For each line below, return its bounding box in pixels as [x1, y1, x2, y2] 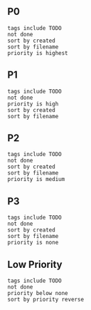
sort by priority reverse [7, 296, 84, 304]
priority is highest [7, 49, 69, 56]
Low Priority [7, 258, 63, 270]
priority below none [7, 290, 69, 297]
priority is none [7, 239, 59, 247]
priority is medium [7, 176, 65, 183]
